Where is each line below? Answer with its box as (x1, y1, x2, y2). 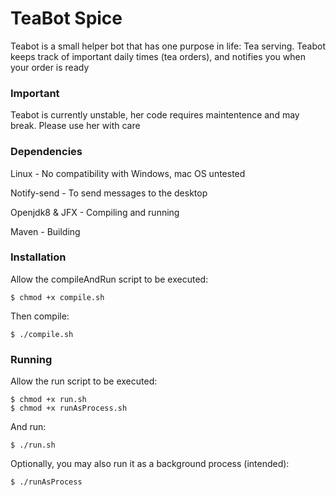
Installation (10, 250, 67, 264)
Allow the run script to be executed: (10, 375, 158, 387)
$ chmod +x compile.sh (10, 292, 105, 302)
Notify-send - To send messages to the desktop (10, 187, 208, 199)
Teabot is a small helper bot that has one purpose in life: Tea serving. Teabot (10, 40, 326, 52)
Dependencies (10, 145, 83, 159)
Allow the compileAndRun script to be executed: (10, 273, 209, 285)
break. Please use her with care (10, 120, 141, 132)
